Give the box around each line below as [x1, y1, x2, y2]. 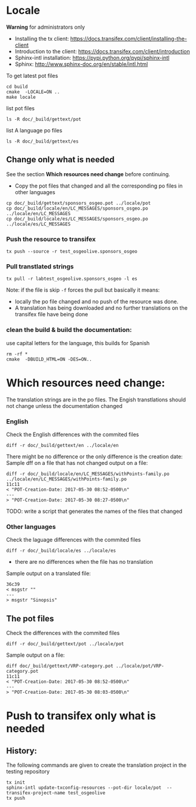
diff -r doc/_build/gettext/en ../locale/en [6, 442, 119, 448]
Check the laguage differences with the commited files [6, 536, 141, 543]
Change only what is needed [6, 155, 115, 165]
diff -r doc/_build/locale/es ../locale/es [6, 548, 117, 554]
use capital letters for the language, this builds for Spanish [6, 339, 150, 346]
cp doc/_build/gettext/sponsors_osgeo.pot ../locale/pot [6, 200, 151, 206]
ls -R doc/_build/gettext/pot [6, 116, 82, 122]
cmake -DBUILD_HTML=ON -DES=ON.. [6, 356, 93, 362]
